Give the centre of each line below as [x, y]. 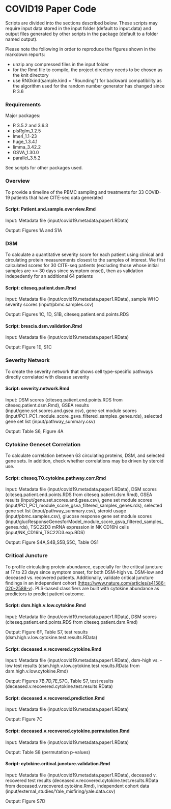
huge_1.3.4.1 [25, 142]
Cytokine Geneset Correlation [43, 444]
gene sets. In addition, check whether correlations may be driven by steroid [84, 461]
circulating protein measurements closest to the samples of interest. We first [85, 260]
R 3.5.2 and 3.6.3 [30, 126]
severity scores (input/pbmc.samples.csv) [49, 305]
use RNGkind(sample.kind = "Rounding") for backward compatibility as [87, 80]
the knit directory [31, 75]
